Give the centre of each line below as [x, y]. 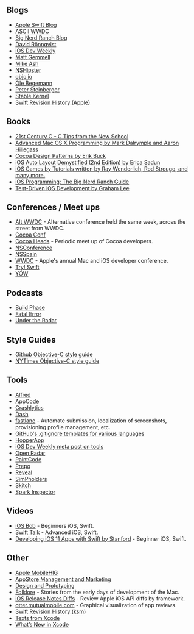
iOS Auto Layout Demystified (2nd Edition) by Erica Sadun [88, 162]
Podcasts [25, 293]
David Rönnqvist [36, 44]
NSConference [34, 248]
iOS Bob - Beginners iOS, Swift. [54, 525]
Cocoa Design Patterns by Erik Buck [61, 155]
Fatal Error [28, 314]
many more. [30, 175]
